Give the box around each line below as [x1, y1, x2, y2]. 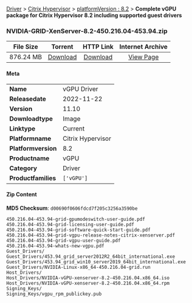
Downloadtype [9, 114, 53, 123]
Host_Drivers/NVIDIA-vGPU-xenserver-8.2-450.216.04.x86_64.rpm [6, 280, 170, 286]
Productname [9, 154, 50, 162]
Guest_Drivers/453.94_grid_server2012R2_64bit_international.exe [6, 253, 175, 260]
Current [63, 124, 85, 133]
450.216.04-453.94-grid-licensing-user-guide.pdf [6, 221, 135, 227]
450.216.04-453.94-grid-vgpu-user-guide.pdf [6, 237, 121, 243]
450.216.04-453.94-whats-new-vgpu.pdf [6, 243, 105, 249]
